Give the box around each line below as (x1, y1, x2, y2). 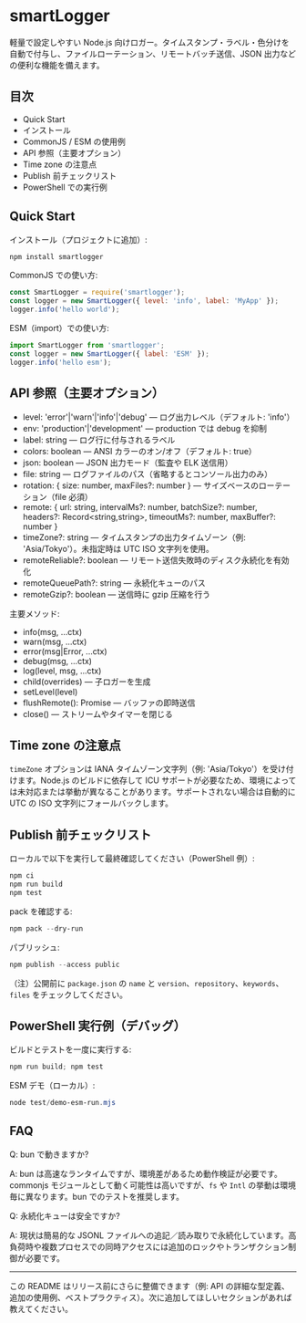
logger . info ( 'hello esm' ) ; (9, 358, 112, 367)
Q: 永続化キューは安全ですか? (9, 1210, 120, 1221)
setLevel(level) (22, 686, 78, 697)
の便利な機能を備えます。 (9, 59, 105, 70)
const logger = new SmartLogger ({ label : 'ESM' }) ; (9, 349, 209, 359)
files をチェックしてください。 (9, 989, 127, 1000)
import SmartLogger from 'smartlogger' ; (9, 341, 166, 350)
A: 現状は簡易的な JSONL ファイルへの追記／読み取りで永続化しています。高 (9, 1229, 297, 1241)
